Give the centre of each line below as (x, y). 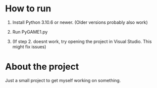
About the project (42, 67)
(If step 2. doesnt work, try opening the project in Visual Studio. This (82, 41)
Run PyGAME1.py (30, 32)
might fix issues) (29, 46)
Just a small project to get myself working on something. (63, 80)
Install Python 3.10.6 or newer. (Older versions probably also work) (80, 22)
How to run (28, 9)
